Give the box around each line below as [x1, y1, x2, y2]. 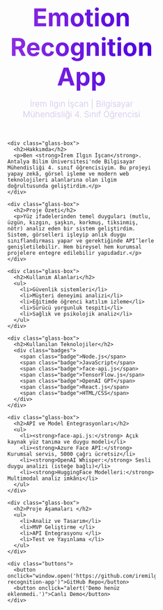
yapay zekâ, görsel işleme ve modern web [7, 171, 130, 178]
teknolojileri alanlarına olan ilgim [7, 177, 117, 184]
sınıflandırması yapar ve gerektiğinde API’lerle [7, 237, 155, 244]
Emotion [32, 3, 131, 33]
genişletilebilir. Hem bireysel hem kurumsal [7, 244, 142, 251]
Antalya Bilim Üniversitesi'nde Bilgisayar [7, 158, 136, 166]
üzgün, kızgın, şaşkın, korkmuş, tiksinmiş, [7, 219, 139, 226]
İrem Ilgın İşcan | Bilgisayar [29, 98, 134, 110]
